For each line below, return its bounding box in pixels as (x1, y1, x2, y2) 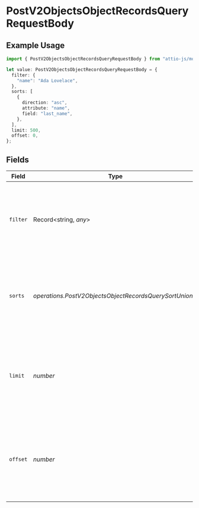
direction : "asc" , (21, 99, 68, 106)
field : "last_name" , (21, 111, 73, 117)
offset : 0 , (11, 133, 38, 139)
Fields (6, 155, 30, 165)
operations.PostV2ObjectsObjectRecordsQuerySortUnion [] (33, 291, 198, 300)
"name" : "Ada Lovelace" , (17, 78, 78, 83)
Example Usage (6, 40, 65, 50)
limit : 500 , (11, 127, 41, 133)
